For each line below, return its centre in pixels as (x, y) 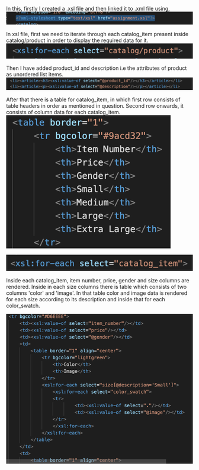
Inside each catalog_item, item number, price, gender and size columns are (98, 280)
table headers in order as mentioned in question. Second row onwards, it (95, 105)
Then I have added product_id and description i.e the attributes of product (97, 68)
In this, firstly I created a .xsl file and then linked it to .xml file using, (88, 9)
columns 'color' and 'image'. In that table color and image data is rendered (97, 293)
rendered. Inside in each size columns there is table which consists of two (97, 286)
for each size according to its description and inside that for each (86, 299)
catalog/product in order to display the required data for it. (77, 40)
